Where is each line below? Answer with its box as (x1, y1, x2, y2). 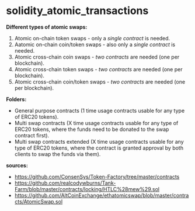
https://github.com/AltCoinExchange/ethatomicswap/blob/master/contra (14, 192, 189, 199)
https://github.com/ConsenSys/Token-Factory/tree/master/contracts (14, 173, 180, 180)
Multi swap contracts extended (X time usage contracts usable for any (14, 138, 184, 145)
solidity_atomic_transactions (6, 4, 149, 18)
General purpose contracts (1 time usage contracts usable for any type (14, 107, 185, 114)
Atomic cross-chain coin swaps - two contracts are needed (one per (14, 53, 180, 60)
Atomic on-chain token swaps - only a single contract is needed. (14, 34, 170, 41)
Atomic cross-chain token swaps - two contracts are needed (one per (14, 65, 183, 72)
